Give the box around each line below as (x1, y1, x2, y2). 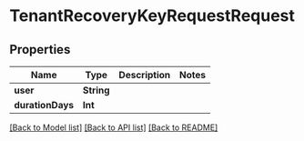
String (82, 84, 111, 96)
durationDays (14, 99, 75, 111)
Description (118, 69, 171, 81)
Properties (9, 42, 71, 57)
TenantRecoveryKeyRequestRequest (9, 5, 296, 26)
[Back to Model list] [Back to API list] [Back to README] (9, 122, 218, 133)
